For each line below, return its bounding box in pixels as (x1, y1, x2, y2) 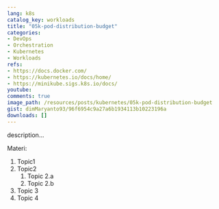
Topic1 (16, 157, 36, 165)
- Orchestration (7, 42, 53, 49)
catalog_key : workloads (7, 16, 75, 23)
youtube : (7, 86, 32, 93)
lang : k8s (7, 10, 36, 17)
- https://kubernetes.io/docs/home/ (7, 73, 112, 81)
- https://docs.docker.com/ (7, 67, 88, 74)
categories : (7, 29, 41, 36)
